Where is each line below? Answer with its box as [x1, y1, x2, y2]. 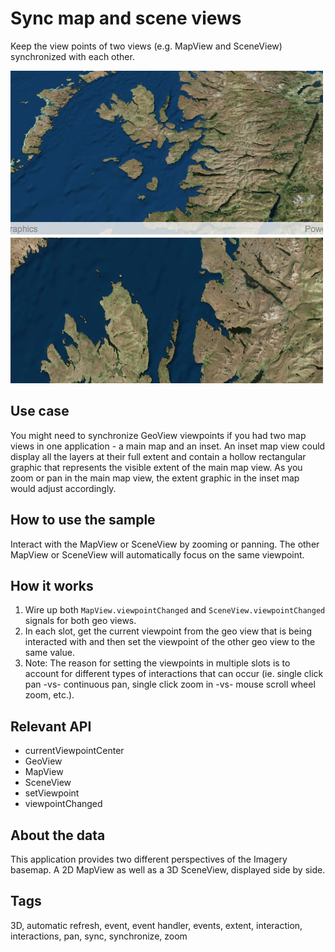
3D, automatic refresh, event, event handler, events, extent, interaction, [10, 919, 303, 931]
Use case [10, 403, 70, 420]
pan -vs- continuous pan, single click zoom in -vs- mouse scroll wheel [24, 678, 316, 691]
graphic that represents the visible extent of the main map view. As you [10, 461, 303, 473]
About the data [10, 827, 106, 844]
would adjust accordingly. [10, 482, 117, 494]
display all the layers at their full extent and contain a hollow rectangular [10, 450, 307, 462]
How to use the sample [10, 512, 156, 529]
